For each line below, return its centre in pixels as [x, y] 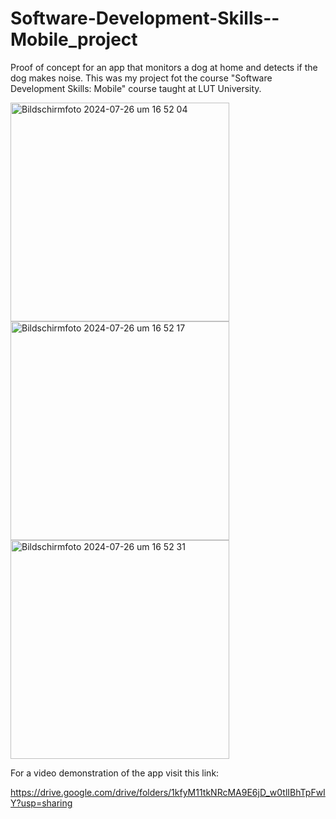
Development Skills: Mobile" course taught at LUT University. [136, 88]
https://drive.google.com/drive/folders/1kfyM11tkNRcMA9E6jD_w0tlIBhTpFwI [168, 792]
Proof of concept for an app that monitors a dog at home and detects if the [164, 67]
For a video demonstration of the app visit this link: [115, 773]
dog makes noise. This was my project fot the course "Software [141, 78]
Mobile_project [74, 39]
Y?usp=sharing [41, 803]
